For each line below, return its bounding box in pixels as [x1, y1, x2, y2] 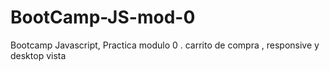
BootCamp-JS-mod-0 [10, 6, 196, 29]
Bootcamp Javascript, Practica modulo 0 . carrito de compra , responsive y [10, 39, 320, 51]
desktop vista [10, 49, 67, 61]
